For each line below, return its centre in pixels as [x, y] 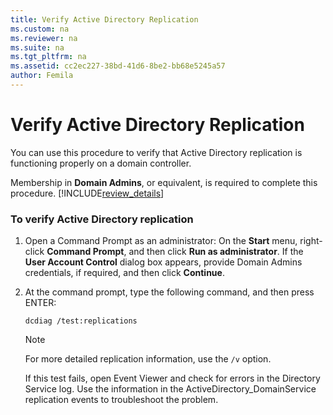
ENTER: [40, 303]
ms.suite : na [37, 47]
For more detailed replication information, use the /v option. [148, 359]
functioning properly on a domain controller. [101, 163]
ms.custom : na [40, 29]
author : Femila [42, 76]
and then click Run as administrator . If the [216, 252]
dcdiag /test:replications [81, 321]
